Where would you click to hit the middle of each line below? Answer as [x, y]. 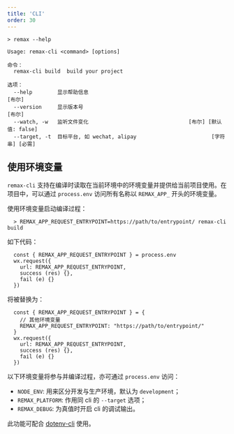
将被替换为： [25, 299]
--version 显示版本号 [49, 107]
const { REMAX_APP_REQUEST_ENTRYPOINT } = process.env [95, 255]
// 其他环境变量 [40, 320]
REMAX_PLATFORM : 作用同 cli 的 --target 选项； [82, 400]
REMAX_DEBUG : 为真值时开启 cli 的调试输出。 [78, 409]
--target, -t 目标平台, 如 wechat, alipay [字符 [119, 137]
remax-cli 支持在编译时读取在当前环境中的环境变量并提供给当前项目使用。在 [117, 185]
